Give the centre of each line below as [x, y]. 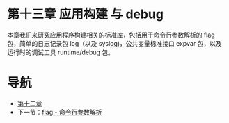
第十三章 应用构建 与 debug [85, 14]
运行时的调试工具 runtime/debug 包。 [61, 52]
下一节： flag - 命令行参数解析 [60, 112]
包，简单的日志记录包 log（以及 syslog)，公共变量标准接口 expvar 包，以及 [114, 43]
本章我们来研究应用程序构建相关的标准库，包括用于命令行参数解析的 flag [111, 35]
